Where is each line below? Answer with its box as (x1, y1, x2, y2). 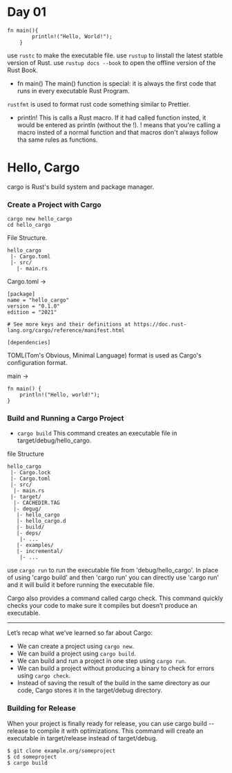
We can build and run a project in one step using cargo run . (17, 657, 186, 665)
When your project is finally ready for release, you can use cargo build (7, 719, 207, 727)
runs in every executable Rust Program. (17, 86, 130, 95)
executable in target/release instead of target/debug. (7, 734, 157, 742)
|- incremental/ (16, 548, 64, 555)
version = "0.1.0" (7, 303, 60, 310)
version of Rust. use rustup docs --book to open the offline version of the (7, 58, 216, 66)
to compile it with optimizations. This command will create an (30, 727, 204, 735)
